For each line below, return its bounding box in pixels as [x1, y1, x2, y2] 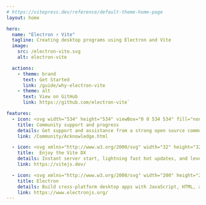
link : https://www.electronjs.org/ [17, 189, 109, 196]
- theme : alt [17, 88, 51, 94]
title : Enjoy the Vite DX [17, 150, 86, 156]
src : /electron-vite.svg [17, 48, 81, 55]
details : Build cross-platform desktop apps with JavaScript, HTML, [17, 184, 196, 190]
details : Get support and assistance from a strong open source [17, 127, 185, 133]
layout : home [6, 15, 40, 21]
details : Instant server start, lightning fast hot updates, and [17, 155, 188, 162]
